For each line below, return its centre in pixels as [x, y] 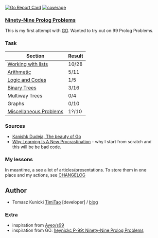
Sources [15, 126]
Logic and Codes [27, 80]
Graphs [16, 103]
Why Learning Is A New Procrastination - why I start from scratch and [82, 141]
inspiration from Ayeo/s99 [38, 225]
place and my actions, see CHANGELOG [45, 175]
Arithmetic [19, 72]
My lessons [19, 159]
